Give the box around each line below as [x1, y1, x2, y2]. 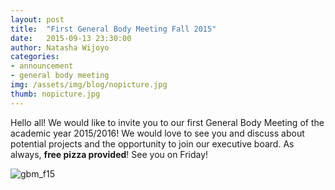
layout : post [10, 14, 65, 25]
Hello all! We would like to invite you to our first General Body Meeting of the [10, 116, 325, 128]
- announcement [10, 61, 74, 71]
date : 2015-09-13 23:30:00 [10, 33, 132, 43]
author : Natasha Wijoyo [10, 42, 110, 53]
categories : [10, 52, 60, 62]
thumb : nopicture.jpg [10, 89, 101, 99]
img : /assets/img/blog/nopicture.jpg [10, 80, 168, 90]
